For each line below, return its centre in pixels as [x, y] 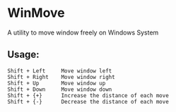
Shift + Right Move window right [61, 77]
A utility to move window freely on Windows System [83, 32]
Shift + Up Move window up [57, 83]
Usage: [24, 55]
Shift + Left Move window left [60, 71]
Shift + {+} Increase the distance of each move [88, 95]
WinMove [36, 13]
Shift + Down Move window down [60, 89]
